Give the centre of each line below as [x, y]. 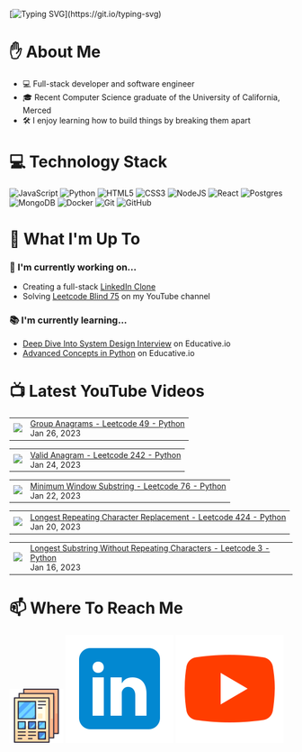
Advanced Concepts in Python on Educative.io [108, 353]
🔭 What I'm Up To [75, 239]
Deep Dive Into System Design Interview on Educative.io [126, 344]
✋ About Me [55, 52]
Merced [37, 110]
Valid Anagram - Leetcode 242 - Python [106, 454]
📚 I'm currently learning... [68, 320]
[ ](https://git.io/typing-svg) [85, 14]
